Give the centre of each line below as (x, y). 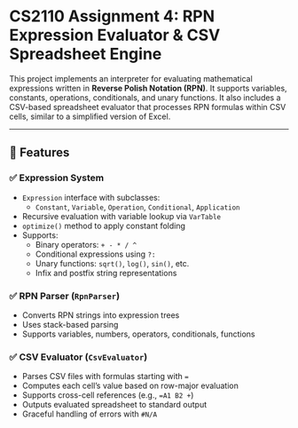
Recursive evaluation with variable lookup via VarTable (122, 216)
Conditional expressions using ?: (95, 254)
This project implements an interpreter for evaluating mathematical (131, 78)
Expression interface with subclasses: (91, 197)
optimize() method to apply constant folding (104, 226)
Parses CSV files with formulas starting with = (105, 376)
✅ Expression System (57, 178)
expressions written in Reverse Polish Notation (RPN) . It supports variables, (148, 88)
